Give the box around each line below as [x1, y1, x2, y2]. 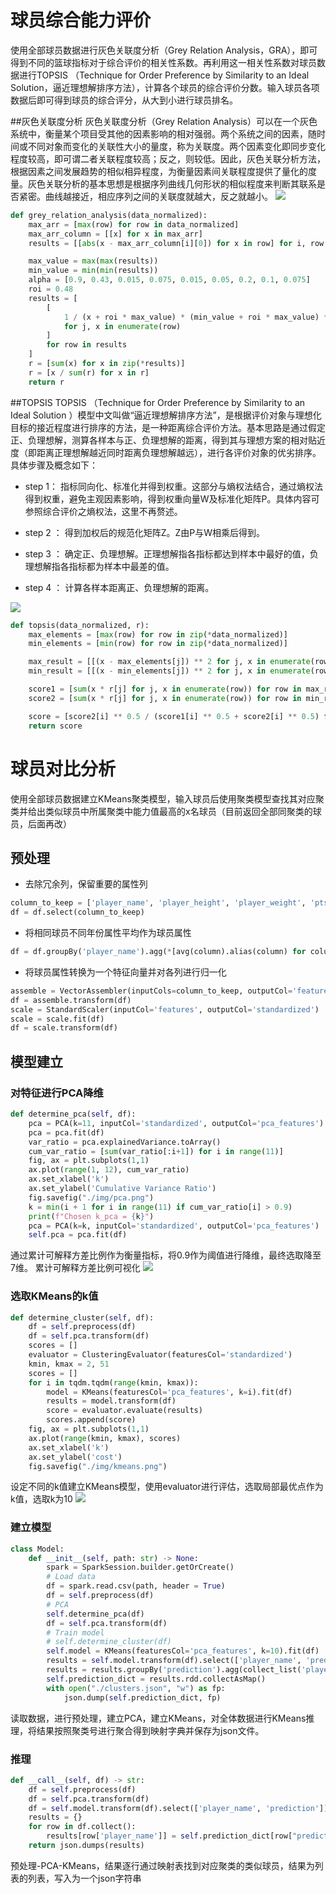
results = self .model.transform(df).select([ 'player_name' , [46, 1656, 302, 1666]
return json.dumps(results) [28, 1841, 145, 1851]
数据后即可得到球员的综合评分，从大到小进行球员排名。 [10, 94, 238, 106]
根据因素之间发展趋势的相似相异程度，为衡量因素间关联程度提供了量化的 [10, 165, 308, 177]
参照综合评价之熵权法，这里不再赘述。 [24, 505, 183, 517]
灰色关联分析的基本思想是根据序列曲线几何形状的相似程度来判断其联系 [27, 177, 317, 190]
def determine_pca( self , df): [10, 1109, 137, 1119]
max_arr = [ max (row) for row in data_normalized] [28, 219, 240, 230]
